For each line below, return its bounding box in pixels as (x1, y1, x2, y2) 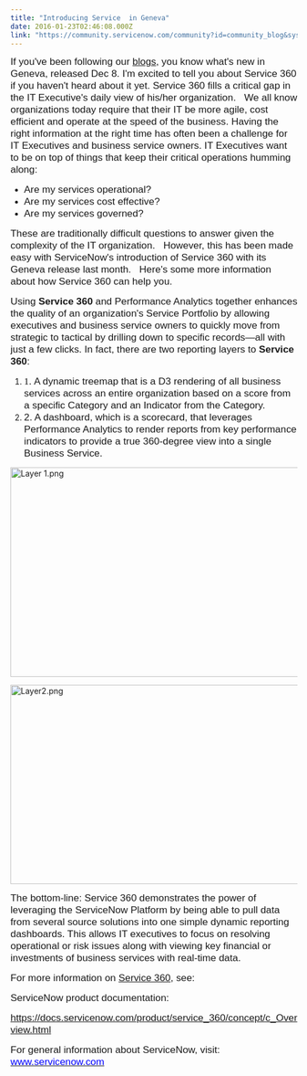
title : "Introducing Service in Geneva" (10, 13, 170, 23)
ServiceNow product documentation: (10, 992, 169, 1005)
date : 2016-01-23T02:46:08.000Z (10, 22, 133, 31)
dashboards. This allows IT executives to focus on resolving (10, 928, 271, 941)
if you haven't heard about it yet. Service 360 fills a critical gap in (10, 79, 291, 92)
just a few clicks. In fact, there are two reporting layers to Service (10, 343, 294, 356)
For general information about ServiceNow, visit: (10, 1043, 220, 1056)
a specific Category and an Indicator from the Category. (23, 399, 266, 412)
